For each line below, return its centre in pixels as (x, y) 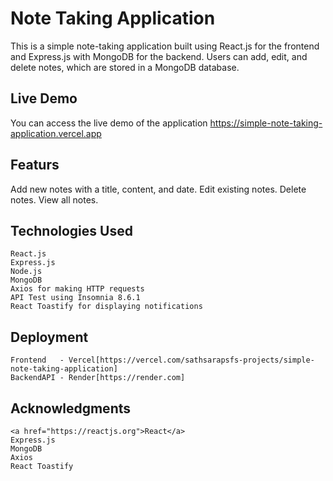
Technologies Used (71, 230)
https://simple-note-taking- (266, 123)
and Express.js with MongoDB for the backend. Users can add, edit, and (159, 56)
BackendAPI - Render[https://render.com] (98, 378)
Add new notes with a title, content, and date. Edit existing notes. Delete (158, 189)
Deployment (49, 337)
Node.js (26, 272)
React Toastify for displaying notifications (106, 307)
